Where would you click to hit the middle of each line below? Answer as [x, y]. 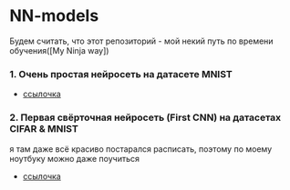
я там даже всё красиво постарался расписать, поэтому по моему [141, 149]
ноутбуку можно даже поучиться [74, 158]
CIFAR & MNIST [44, 129]
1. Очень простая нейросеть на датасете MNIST [121, 74]
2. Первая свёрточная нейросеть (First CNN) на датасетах [145, 117]
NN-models [54, 16]
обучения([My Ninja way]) [59, 50]
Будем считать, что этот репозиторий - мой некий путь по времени [141, 41]
